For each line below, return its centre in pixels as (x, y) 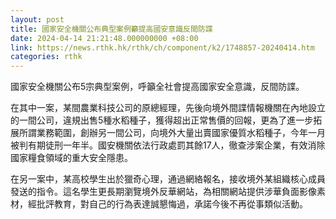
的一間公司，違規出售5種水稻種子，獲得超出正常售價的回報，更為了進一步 (162, 120)
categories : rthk (46, 57)
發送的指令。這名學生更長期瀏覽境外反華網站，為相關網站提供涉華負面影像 (163, 192)
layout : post (37, 19)
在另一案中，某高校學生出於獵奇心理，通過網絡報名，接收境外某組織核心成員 (168, 179)
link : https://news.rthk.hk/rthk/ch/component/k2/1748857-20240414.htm (162, 47)
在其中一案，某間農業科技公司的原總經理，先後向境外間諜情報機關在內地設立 (168, 108)
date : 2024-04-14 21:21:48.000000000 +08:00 (104, 38)
